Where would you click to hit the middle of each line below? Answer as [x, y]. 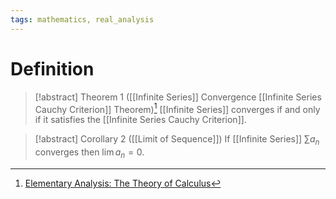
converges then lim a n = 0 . [89, 153]
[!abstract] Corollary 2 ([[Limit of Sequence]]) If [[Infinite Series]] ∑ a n [177, 140]
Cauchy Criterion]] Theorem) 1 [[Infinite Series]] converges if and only [177, 108]
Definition [52, 68]
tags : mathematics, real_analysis [82, 19]
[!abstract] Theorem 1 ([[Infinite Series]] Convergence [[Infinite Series [178, 97]
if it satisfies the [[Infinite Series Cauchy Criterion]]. [140, 120]
